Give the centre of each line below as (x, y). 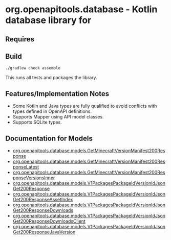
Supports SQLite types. (37, 122)
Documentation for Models (49, 138)
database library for (48, 20)
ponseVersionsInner (34, 178)
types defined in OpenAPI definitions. (52, 111)
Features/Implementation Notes (57, 94)
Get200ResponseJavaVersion (44, 232)
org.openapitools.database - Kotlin (81, 9)
